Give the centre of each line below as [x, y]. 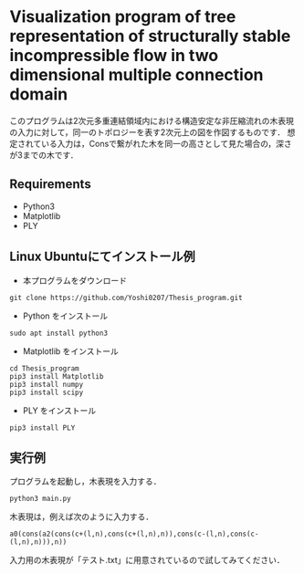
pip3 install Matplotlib [57, 376]
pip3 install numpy [47, 384]
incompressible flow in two [114, 56]
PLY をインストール [59, 410]
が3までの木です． [44, 155]
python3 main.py [40, 499]
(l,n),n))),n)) [38, 542]
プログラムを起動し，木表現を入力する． [85, 482]
